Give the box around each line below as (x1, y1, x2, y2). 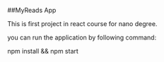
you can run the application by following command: (7, 33, 157, 42)
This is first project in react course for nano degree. (7, 20, 158, 27)
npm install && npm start (7, 47, 79, 55)
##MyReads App (7, 6, 57, 14)
